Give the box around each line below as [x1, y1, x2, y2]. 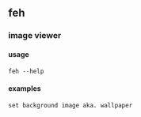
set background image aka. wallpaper [8, 101, 133, 109]
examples [8, 84, 41, 93]
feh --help [8, 67, 44, 75]
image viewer [8, 30, 62, 41]
